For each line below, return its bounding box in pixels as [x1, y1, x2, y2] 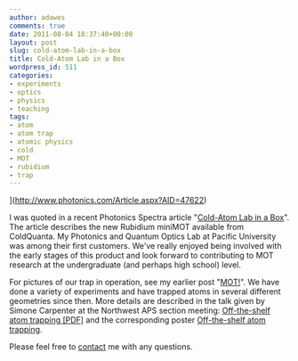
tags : [9, 112, 29, 121]
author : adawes [9, 12, 66, 22]
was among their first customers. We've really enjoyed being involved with [9, 241, 282, 251]
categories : [9, 71, 53, 80]
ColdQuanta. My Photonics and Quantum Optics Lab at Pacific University [9, 231, 277, 242]
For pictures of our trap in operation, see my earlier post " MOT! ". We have [9, 277, 280, 288]
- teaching [9, 104, 50, 113]
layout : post [9, 37, 58, 47]
